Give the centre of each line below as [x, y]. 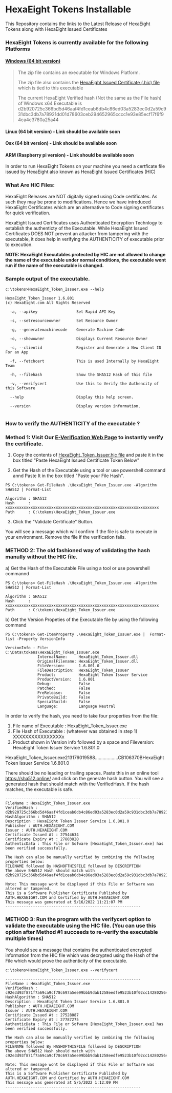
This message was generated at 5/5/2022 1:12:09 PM [61, 1082]
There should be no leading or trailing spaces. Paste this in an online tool [82, 773]
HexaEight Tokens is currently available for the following [77, 42]
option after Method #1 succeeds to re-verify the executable [82, 932]
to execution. [19, 244]
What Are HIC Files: [30, 185]
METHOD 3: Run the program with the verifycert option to [78, 919]
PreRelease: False [64, 693]
